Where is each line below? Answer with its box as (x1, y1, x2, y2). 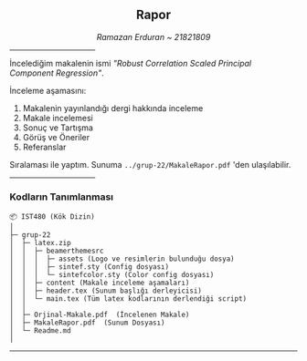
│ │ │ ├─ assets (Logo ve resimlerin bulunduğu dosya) (9, 254, 235, 263)
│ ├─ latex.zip (9, 239, 71, 248)
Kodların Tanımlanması (9, 191, 114, 203)
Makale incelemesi (22, 112, 93, 123)
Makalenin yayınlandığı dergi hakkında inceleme (22, 102, 204, 113)
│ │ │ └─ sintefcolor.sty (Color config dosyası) (9, 271, 215, 280)
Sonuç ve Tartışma (22, 122, 94, 133)
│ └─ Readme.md (9, 326, 71, 335)
